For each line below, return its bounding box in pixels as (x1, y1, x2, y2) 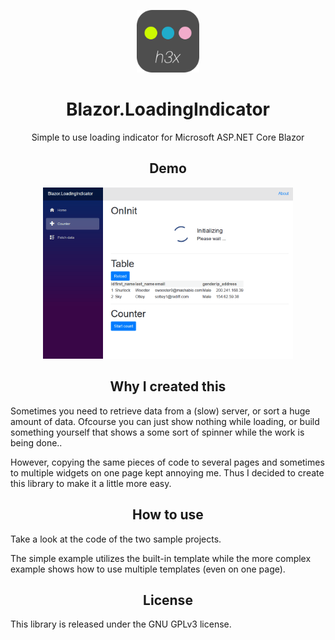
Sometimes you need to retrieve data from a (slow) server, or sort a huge (10, 405, 311, 417)
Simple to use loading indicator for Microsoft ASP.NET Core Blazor (31, 131, 305, 143)
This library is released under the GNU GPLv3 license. (10, 618, 232, 630)
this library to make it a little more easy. (10, 477, 172, 489)
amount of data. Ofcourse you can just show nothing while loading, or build (10, 415, 320, 427)
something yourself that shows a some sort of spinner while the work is (10, 426, 305, 438)
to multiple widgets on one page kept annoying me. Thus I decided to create (10, 466, 325, 479)
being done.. (10, 436, 63, 449)
